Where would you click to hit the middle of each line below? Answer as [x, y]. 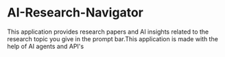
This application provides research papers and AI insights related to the [108, 32]
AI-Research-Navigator [75, 13]
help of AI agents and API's [46, 46]
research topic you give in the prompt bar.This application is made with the [113, 38]
